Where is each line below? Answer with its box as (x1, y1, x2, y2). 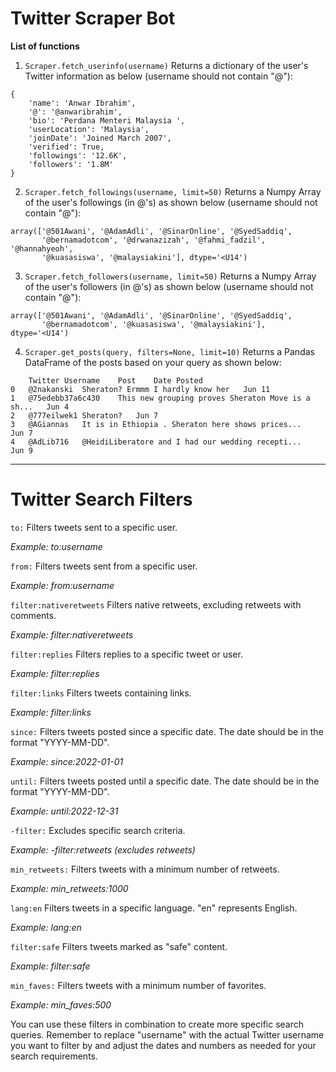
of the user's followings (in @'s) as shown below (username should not (24, 196, 318, 208)
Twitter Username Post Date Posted (28, 375, 203, 386)
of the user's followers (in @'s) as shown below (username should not (24, 280, 314, 292)
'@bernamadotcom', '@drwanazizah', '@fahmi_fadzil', (41, 235, 267, 245)
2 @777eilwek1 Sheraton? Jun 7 (10, 410, 159, 421)
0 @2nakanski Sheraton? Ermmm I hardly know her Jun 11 (10, 384, 271, 394)
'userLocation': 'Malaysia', (28, 124, 150, 134)
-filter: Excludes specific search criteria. (10, 824, 186, 836)
